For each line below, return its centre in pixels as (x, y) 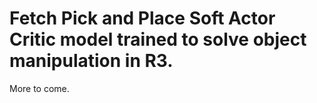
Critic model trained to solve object (158, 39)
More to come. (39, 88)
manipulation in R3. (91, 61)
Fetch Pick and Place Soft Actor (142, 18)
